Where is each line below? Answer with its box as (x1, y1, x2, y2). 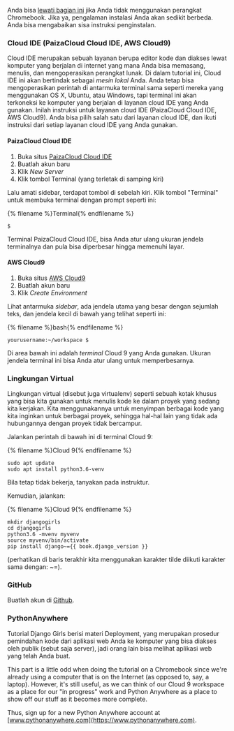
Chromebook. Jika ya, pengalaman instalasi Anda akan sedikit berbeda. (7, 13, 213, 22)
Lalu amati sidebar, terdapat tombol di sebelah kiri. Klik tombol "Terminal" (7, 188, 219, 196)
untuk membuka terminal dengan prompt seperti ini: (7, 195, 157, 204)
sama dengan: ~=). (7, 563, 62, 571)
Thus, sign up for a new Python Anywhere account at (7, 708, 161, 716)
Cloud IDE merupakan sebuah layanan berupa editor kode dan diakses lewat (7, 54, 227, 62)
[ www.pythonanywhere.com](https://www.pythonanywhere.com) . (7, 716, 197, 724)
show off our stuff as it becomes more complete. (7, 695, 148, 703)
